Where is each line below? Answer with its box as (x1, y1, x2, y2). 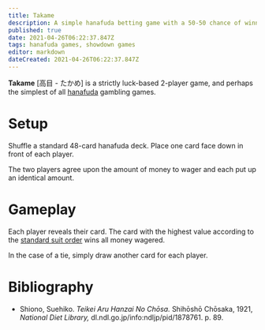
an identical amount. (8, 173, 75, 182)
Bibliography (8, 278, 94, 296)
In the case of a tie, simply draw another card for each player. (8, 250, 208, 260)
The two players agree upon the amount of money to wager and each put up (8, 164, 256, 174)
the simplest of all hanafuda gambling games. (8, 87, 156, 96)
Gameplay (8, 201, 77, 218)
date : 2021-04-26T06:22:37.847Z (8, 33, 114, 42)
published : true (8, 26, 62, 34)
